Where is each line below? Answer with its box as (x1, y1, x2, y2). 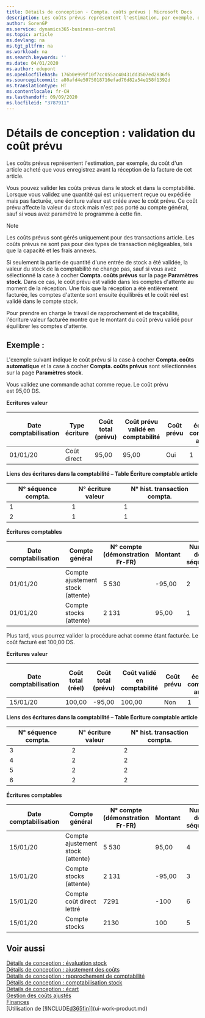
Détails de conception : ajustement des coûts (6, 966, 120, 973)
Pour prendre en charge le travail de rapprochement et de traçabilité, (6, 309, 179, 316)
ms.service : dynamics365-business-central (6, 26, 116, 32)
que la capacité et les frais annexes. (6, 247, 97, 254)
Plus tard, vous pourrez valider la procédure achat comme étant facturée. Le (6, 632, 198, 639)
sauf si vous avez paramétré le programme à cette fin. (6, 210, 142, 217)
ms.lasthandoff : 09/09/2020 (6, 94, 78, 100)
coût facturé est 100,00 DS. (6, 639, 75, 646)
